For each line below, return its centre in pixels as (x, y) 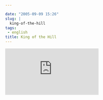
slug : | (13, 19)
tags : (11, 28)
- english (17, 33)
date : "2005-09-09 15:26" (32, 14)
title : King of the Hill (31, 37)
